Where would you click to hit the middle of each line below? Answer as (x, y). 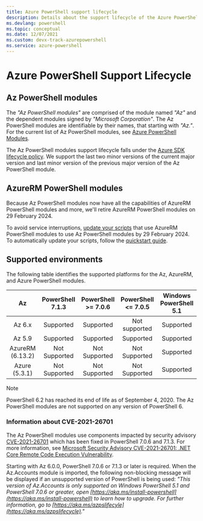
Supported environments (54, 260)
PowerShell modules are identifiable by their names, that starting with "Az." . (100, 125)
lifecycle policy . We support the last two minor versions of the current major (101, 156)
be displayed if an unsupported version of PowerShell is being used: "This (98, 479)
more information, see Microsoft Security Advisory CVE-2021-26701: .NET (98, 448)
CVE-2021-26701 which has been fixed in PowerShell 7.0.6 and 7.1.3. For (96, 441)
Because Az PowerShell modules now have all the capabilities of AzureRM (99, 203)
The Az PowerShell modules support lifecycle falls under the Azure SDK (96, 150)
